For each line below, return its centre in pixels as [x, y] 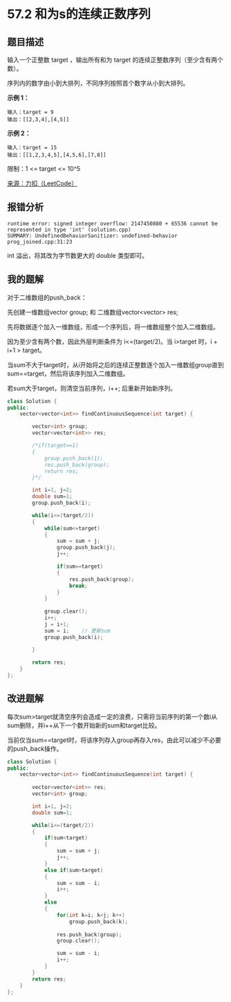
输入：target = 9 [30, 112]
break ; [78, 586]
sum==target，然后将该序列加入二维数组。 [68, 373]
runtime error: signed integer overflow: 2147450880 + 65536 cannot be [112, 223]
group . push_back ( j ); [86, 548]
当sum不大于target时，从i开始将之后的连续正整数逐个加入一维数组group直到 [116, 364]
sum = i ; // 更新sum [77, 631]
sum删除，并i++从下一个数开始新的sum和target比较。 [84, 725]
